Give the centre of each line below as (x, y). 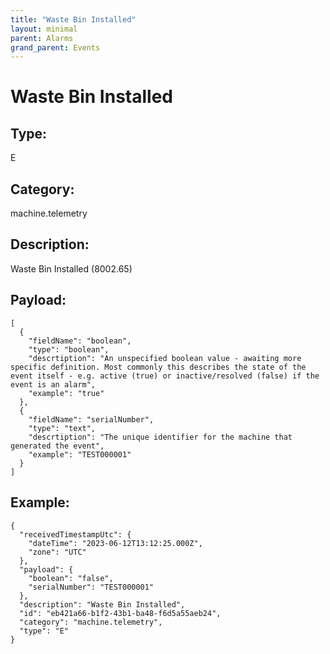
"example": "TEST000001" (80, 454)
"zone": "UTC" (57, 552)
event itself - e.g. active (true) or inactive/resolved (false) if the (165, 376)
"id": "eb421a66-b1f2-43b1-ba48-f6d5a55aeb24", (120, 613)
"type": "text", (62, 428)
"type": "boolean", (69, 349)
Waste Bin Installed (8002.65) (71, 268)
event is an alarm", (53, 384)
